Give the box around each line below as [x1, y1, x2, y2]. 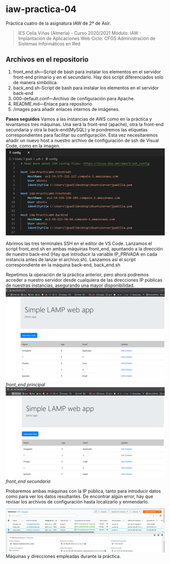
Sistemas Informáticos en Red [18, 40, 81, 46]
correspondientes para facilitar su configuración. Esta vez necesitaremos [6, 132, 158, 138]
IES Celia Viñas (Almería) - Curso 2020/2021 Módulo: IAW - [18, 30, 142, 36]
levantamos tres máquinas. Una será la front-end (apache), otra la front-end [6, 121, 164, 127]
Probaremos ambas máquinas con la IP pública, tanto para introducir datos [6, 488, 161, 494]
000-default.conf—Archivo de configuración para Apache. [13, 95, 135, 101]
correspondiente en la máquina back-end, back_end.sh [6, 262, 121, 268]
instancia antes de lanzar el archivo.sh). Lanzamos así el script [6, 256, 136, 263]
